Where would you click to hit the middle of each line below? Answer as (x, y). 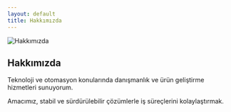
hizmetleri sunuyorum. (40, 88)
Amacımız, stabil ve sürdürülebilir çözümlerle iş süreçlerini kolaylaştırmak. (116, 101)
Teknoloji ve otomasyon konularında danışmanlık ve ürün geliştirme (106, 80)
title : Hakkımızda (35, 21)
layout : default (31, 14)
